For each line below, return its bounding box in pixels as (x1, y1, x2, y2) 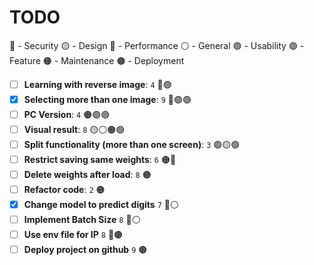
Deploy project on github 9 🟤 (23, 243, 148, 255)
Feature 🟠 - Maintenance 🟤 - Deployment (9, 54, 185, 66)
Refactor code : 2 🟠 (23, 183, 106, 195)
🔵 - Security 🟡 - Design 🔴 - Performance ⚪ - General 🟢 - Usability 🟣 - (9, 39, 305, 51)
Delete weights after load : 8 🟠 (23, 168, 152, 180)
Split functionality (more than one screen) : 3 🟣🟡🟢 (23, 138, 241, 150)
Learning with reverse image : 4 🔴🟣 (23, 78, 172, 90)
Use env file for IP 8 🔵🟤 (23, 228, 124, 240)
